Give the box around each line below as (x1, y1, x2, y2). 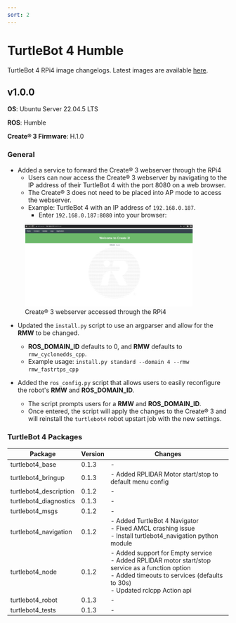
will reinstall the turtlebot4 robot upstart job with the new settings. (27, 414, 222, 422)
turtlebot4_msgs (10, 507, 58, 515)
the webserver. (27, 196, 72, 204)
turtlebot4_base (10, 460, 57, 468)
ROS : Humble (7, 118, 47, 127)
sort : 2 (7, 11, 30, 18)
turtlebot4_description (10, 487, 75, 496)
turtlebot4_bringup (10, 474, 65, 482)
